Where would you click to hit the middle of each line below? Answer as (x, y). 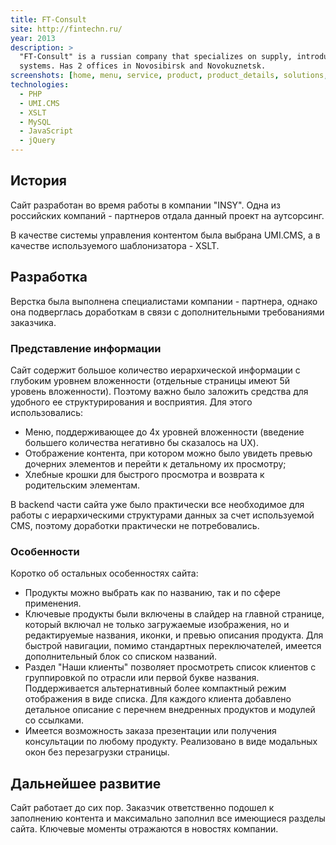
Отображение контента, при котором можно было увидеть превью (168, 453)
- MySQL (35, 122)
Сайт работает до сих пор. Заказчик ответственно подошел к (142, 808)
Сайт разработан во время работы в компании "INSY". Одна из (145, 205)
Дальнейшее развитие (86, 783)
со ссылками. (54, 720)
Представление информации (86, 348)
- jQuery (37, 141)
